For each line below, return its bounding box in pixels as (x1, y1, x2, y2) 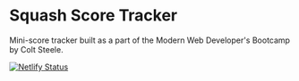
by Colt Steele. (9, 44, 64, 54)
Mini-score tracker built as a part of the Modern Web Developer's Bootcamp (9, 35, 291, 45)
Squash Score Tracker (9, 5, 177, 26)
